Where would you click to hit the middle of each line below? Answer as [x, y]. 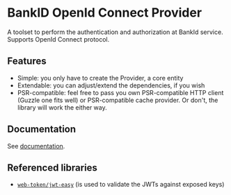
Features [27, 61]
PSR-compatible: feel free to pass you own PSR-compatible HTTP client [120, 92]
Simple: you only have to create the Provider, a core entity [100, 78]
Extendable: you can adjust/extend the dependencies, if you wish [111, 85]
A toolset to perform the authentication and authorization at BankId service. [115, 32]
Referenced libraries [52, 168]
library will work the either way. [62, 107]
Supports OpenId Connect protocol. [58, 39]
